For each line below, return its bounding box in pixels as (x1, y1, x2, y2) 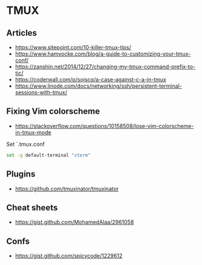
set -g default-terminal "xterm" (6, 152, 91, 158)
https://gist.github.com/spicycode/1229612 (15, 252, 123, 260)
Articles (6, 28, 38, 38)
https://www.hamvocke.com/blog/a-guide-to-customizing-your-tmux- (15, 50, 191, 57)
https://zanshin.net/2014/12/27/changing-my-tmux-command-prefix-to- (15, 63, 196, 70)
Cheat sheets (6, 202, 58, 212)
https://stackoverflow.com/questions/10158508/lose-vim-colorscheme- (15, 122, 194, 129)
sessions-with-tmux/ (15, 89, 67, 96)
